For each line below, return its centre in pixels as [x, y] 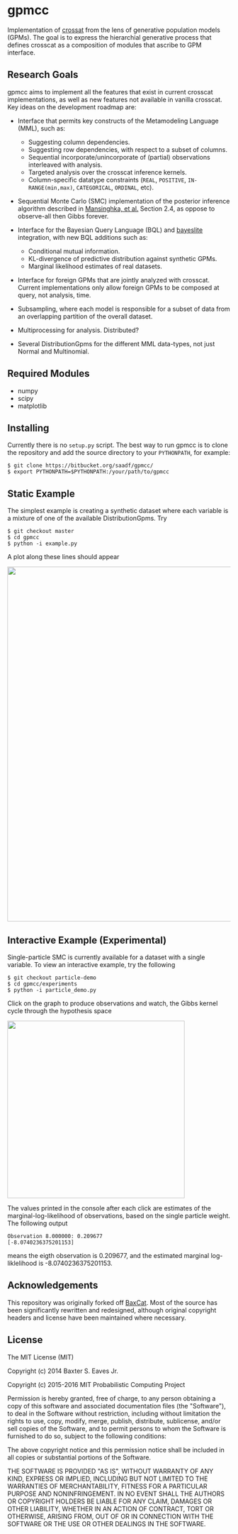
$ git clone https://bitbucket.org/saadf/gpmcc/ [80, 466]
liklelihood [22, 1263]
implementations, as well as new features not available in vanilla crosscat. [115, 99]
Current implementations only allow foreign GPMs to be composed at [118, 287]
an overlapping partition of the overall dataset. [85, 316]
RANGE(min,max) [50, 188]
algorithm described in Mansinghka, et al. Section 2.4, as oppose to [116, 209]
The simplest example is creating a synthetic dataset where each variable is [118, 511]
